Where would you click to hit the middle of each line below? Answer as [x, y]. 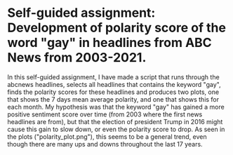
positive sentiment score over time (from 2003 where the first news [105, 114]
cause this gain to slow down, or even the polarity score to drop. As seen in [116, 129]
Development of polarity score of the [117, 28]
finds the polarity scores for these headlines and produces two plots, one [113, 92]
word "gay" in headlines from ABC [109, 43]
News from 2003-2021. [77, 58]
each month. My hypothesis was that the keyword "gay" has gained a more [116, 107]
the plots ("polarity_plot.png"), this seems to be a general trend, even [107, 136]
